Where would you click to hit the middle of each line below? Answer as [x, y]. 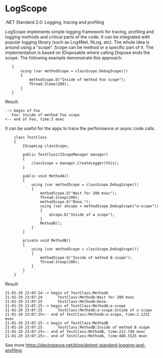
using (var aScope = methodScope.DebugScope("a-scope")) [99, 206]
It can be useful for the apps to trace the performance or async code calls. [80, 128]
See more [15, 345]
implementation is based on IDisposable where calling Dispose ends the [78, 53]
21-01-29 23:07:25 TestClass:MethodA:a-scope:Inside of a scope [79, 310]
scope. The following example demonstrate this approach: [64, 57]
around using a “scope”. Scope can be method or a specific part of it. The [79, 47]
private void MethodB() [47, 240]
